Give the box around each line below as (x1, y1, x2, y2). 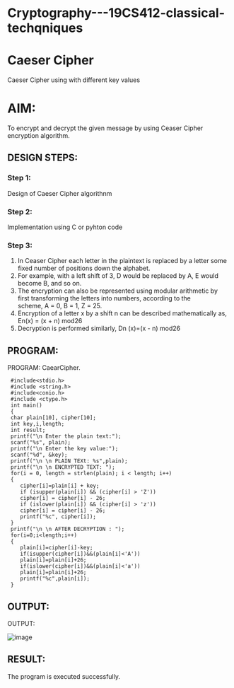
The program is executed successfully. (7, 672, 120, 680)
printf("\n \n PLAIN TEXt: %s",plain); (10, 457, 129, 465)
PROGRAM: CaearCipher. (7, 363, 81, 372)
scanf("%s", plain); (10, 439, 71, 446)
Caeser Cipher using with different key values (7, 76, 140, 84)
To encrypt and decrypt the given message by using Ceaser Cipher (7, 124, 204, 132)
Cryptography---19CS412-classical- (7, 5, 225, 21)
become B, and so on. (17, 279, 82, 288)
